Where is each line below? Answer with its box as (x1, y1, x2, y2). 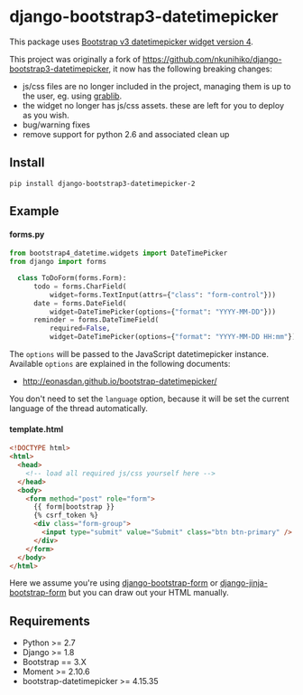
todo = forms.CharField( (32, 282, 127, 291)
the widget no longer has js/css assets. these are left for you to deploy (22, 99, 284, 110)
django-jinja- (219, 578, 268, 588)
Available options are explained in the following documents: (9, 359, 231, 370)
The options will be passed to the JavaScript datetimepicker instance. (9, 349, 269, 360)
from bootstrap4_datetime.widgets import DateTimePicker (9, 249, 228, 258)
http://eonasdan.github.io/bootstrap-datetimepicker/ (22, 376, 217, 387)
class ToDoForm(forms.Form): (17, 274, 127, 283)
